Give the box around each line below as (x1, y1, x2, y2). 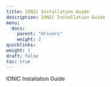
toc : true (6, 58, 31, 64)
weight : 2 (17, 36, 42, 42)
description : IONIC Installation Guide (6, 14, 106, 20)
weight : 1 (6, 48, 31, 54)
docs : (11, 25, 26, 32)
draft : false (6, 53, 39, 59)
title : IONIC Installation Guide (6, 8, 90, 15)
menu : (6, 20, 20, 26)
